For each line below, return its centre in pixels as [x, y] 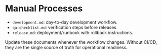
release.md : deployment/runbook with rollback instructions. [73, 32]
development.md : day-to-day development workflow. [65, 22]
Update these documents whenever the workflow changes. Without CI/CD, [81, 42]
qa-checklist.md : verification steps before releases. [65, 27]
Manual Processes [44, 9]
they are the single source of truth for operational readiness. [66, 47]
